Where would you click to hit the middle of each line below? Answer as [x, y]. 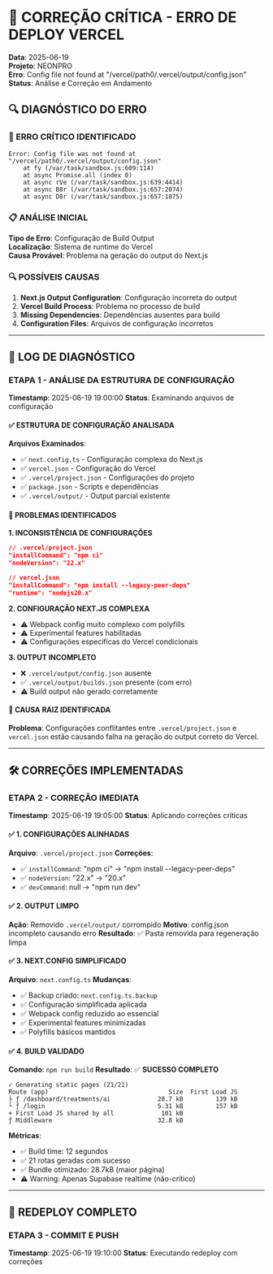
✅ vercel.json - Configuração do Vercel [88, 468]
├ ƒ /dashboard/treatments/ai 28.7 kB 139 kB [123, 1099]
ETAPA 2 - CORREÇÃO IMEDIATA [74, 798]
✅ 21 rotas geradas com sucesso [76, 1161]
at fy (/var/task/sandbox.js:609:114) [89, 168]
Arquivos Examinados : [48, 444]
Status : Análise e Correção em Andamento [80, 83]
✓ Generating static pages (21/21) [69, 1085]
